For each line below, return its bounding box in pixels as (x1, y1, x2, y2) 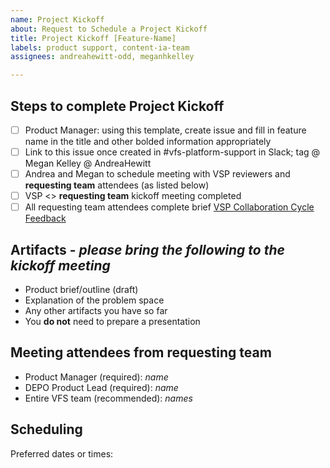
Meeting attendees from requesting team (10, 344, 272, 361)
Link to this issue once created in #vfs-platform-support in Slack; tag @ (24, 146, 321, 158)
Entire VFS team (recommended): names (24, 392, 193, 404)
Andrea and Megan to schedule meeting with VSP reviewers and (24, 168, 291, 180)
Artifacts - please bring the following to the (10, 241, 285, 258)
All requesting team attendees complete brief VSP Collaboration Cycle (24, 201, 315, 213)
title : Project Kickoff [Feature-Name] (10, 33, 177, 43)
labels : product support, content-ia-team (10, 42, 190, 53)
